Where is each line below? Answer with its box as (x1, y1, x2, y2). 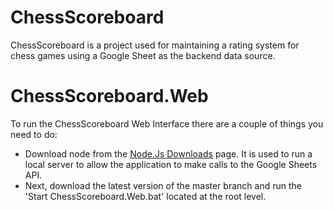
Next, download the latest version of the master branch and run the (24, 179, 302, 191)
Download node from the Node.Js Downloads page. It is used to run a (24, 147, 313, 160)
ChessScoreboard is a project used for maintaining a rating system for (10, 39, 300, 51)
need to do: (10, 128, 58, 140)
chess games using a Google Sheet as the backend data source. (10, 49, 276, 61)
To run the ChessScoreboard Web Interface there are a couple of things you (10, 117, 324, 130)
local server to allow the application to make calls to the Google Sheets (24, 158, 318, 170)
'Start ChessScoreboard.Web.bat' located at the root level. (24, 190, 267, 202)
